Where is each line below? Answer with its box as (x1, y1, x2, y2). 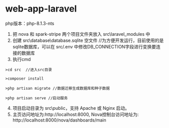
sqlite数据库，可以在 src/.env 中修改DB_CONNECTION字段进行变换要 (12, 43, 156, 49)
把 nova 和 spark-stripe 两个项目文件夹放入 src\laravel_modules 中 (12, 31, 150, 37)
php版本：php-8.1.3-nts (5, 20, 54, 26)
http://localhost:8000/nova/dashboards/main (12, 117, 106, 123)
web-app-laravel (5, 3, 77, 15)
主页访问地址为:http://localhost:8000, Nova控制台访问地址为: (12, 111, 139, 117)
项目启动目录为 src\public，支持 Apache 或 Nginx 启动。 (12, 105, 130, 111)
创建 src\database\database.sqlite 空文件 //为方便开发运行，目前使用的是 (12, 37, 164, 43)
